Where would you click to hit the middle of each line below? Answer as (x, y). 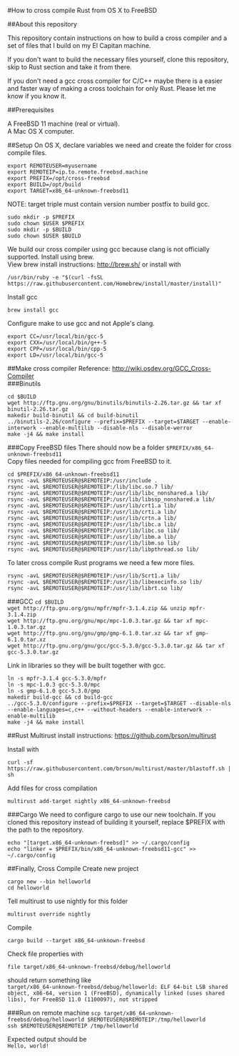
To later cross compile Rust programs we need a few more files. (101, 563)
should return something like (49, 980)
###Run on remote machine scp (54, 1013)
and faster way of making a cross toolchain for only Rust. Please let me (112, 88)
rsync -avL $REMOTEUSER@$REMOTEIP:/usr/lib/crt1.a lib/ (92, 506)
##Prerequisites (31, 110)
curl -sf (20, 762)
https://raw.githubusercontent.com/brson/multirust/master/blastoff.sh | (119, 769)
